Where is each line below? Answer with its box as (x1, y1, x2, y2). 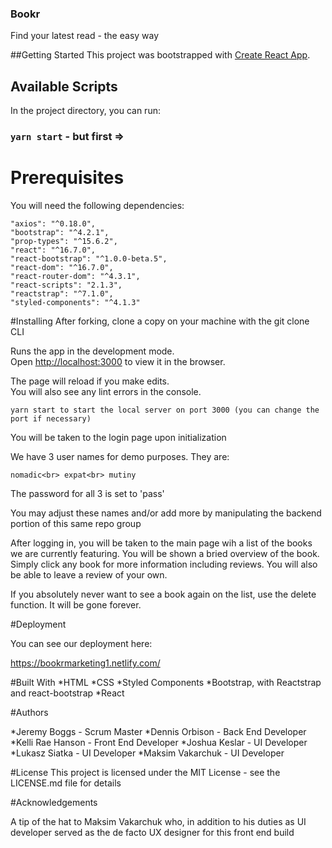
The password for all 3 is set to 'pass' (10, 487, 165, 499)
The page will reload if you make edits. (10, 375, 170, 387)
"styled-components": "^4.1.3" (10, 297, 141, 307)
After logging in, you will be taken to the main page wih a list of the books (10, 537, 313, 549)
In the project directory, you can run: (10, 105, 161, 117)
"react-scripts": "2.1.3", (10, 280, 123, 290)
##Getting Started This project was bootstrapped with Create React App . (10, 49, 311, 61)
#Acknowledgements (10, 796, 98, 808)
